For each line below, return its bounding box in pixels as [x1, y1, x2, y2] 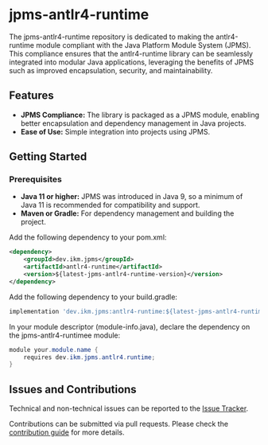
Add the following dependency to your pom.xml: [9, 232, 167, 242]
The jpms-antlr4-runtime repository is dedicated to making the [9, 32, 214, 41]
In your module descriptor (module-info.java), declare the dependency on [9, 322, 251, 331]
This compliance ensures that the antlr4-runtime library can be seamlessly [9, 49, 254, 58]
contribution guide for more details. [9, 427, 126, 437]
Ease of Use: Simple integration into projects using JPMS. [20, 127, 210, 136]
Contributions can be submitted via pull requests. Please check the [9, 420, 229, 429]
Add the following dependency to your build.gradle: [9, 292, 178, 302]
